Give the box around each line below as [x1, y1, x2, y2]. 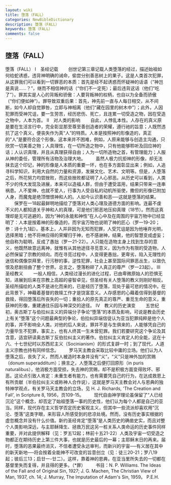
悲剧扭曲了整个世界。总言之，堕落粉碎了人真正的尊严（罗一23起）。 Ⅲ [14, 264, 161, 270]
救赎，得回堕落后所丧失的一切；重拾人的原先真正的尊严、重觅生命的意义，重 [5, 296, 166, 302]
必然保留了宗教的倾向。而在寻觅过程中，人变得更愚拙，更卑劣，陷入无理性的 [5, 251, 166, 257]
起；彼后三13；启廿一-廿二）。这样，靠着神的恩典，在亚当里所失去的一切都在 [5, 455, 166, 461]
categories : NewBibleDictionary [5, 17, 74, 22]
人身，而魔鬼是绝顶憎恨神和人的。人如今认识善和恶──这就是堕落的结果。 [5, 194, 159, 200]
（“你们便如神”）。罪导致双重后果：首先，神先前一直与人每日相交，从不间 [5, 98, 159, 104]
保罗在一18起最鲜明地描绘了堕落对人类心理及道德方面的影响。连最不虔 [14, 200, 162, 206]
